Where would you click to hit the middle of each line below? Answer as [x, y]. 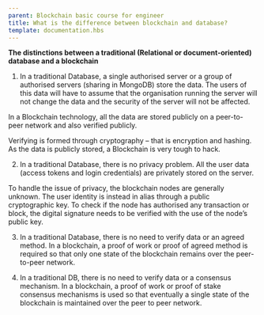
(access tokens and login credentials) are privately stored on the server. [137, 173]
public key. [26, 222]
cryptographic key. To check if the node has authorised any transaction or [129, 205]
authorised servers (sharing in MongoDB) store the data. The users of [133, 85]
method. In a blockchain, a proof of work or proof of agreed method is [134, 245]
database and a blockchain [53, 61]
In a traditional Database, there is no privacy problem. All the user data [134, 165]
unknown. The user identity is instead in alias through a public [109, 197]
